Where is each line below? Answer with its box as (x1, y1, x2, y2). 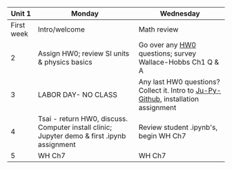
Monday (71, 9, 99, 18)
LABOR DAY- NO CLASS (37, 90, 117, 99)
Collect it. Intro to (138, 86, 195, 95)
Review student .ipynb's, (138, 123, 218, 132)
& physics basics (37, 58, 93, 67)
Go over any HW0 (138, 41, 197, 49)
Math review (138, 25, 179, 34)
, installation (159, 94, 199, 104)
